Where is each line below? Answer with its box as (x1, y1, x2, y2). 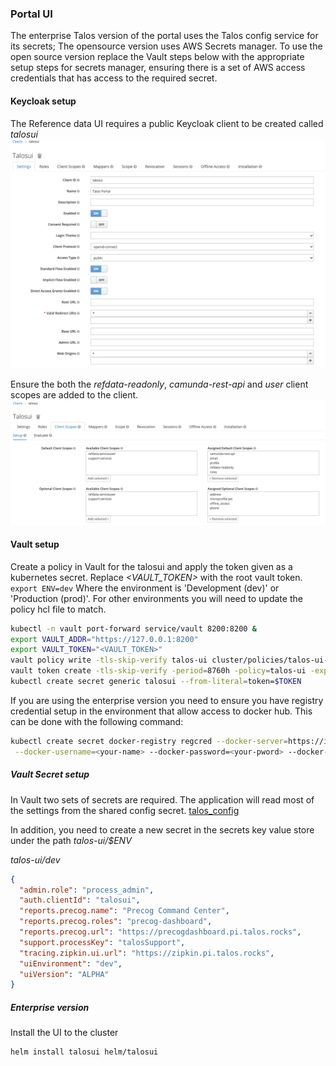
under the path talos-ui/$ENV (10, 834, 132, 846)
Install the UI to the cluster (10, 1027, 119, 1039)
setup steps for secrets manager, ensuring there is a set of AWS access (10, 62, 306, 74)
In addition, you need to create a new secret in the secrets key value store (10, 823, 315, 836)
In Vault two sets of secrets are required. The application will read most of (10, 793, 315, 806)
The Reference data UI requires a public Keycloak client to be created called (10, 117, 324, 129)
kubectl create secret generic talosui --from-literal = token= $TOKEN (10, 677, 302, 687)
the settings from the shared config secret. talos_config (10, 804, 240, 816)
